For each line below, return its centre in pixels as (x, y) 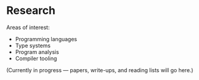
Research (31, 11)
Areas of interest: (28, 27)
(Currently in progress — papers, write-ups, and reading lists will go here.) (100, 70)
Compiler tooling (36, 58)
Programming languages (46, 39)
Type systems (33, 45)
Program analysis (37, 52)
